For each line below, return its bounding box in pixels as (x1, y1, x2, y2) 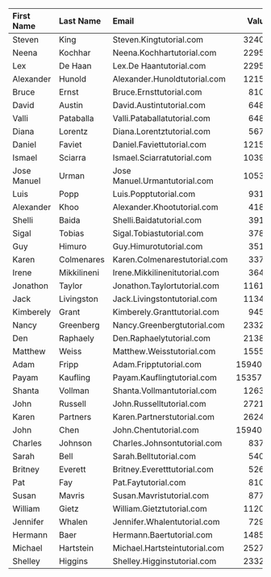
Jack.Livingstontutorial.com (112, 294, 218, 304)
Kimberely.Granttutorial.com (112, 307, 219, 317)
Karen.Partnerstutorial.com (112, 412, 215, 422)
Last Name (59, 15, 102, 27)
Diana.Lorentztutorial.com (112, 126, 211, 136)
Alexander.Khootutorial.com (112, 202, 219, 212)
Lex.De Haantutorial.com (112, 61, 206, 71)
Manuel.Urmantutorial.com (112, 175, 214, 186)
